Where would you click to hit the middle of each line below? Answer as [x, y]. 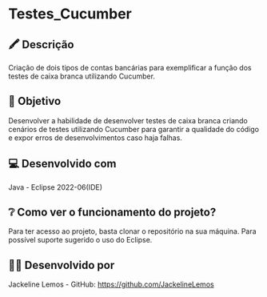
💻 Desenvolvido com [62, 164]
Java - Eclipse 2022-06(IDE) [55, 187]
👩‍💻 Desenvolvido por [62, 265]
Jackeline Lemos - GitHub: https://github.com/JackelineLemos [111, 284]
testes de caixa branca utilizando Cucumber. [82, 76]
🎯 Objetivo [35, 101]
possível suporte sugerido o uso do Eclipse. [80, 240]
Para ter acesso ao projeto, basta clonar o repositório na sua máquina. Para [133, 231]
